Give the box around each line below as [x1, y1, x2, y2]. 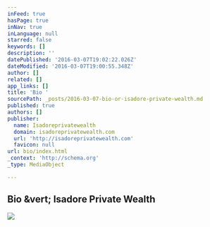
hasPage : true [7, 17, 49, 24]
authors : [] [7, 109, 42, 116]
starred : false [7, 37, 52, 44]
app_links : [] [7, 82, 49, 90]
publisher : [7, 115, 39, 122]
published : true [7, 102, 55, 109]
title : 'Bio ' [7, 89, 49, 96]
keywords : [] [7, 43, 46, 50]
